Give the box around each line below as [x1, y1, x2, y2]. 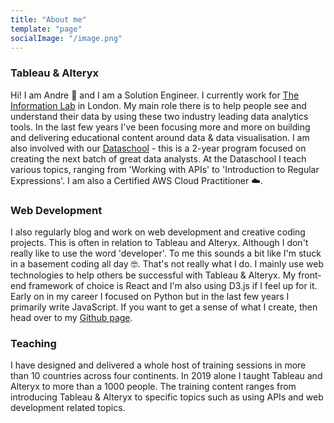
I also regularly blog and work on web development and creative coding [10, 226, 306, 238]
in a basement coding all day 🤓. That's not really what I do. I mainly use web [10, 257, 324, 270]
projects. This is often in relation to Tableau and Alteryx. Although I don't [10, 236, 309, 248]
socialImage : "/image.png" [10, 33, 123, 43]
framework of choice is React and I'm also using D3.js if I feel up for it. [28, 279, 318, 291]
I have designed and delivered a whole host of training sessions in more [10, 359, 307, 371]
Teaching [10, 336, 57, 350]
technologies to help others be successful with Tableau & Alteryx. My [10, 269, 297, 281]
